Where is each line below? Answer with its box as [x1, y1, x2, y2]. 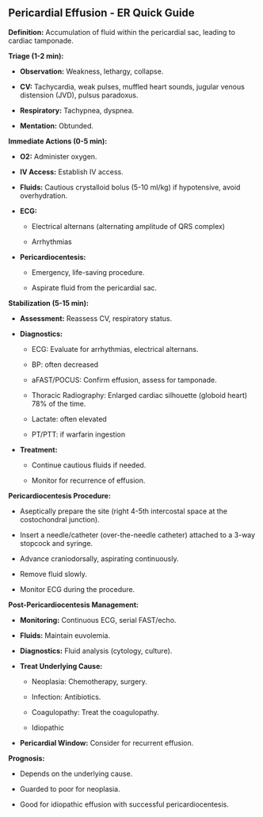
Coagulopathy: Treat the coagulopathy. [31, 707, 160, 716]
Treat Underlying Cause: [19, 661, 103, 670]
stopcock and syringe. [19, 538, 93, 548]
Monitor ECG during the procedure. [19, 584, 135, 594]
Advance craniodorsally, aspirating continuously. [19, 554, 179, 563]
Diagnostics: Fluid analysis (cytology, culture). [19, 646, 173, 655]
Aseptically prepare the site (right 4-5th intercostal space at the [19, 506, 228, 516]
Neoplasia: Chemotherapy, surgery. [31, 677, 148, 686]
